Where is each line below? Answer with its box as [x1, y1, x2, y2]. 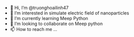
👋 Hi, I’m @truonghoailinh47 [10, 5, 69, 10]
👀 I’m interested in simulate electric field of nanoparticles [10, 10, 129, 16]
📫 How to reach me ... [10, 26, 57, 32]
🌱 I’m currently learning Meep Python [10, 15, 88, 21]
